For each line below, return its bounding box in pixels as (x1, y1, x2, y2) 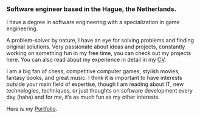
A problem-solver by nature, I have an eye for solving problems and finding (6, 37, 195, 44)
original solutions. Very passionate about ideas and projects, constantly (6, 43, 185, 50)
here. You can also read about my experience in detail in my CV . (6, 56, 167, 64)
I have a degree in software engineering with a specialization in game (6, 19, 180, 26)
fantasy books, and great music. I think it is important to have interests (6, 74, 182, 82)
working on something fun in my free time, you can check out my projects (6, 50, 191, 57)
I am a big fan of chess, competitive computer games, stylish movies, (6, 68, 181, 75)
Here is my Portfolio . (6, 105, 58, 113)
